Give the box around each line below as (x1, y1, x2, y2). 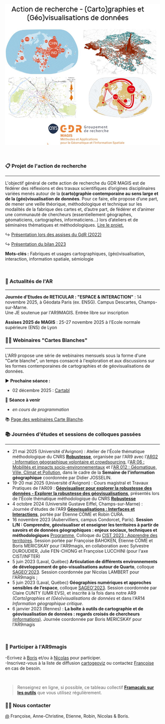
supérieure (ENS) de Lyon (5, 324, 57, 330)
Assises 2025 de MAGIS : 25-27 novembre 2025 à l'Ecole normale (5, 319, 141, 325)
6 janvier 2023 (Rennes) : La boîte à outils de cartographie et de (12, 606, 143, 612)
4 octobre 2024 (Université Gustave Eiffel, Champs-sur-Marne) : (12, 501, 143, 507)
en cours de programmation (12, 407, 69, 413)
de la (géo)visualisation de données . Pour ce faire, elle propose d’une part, (5, 196, 159, 202)
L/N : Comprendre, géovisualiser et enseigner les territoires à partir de (12, 522, 159, 528)
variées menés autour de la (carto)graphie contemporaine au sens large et (5, 191, 159, 196)
